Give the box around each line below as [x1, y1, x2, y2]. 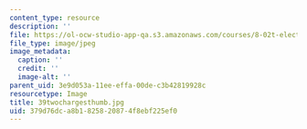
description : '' [9, 22, 71, 31]
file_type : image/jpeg [9, 38, 96, 48]
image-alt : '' [17, 73, 71, 82]
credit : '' [17, 64, 59, 74]
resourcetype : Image [9, 89, 89, 98]
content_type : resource [9, 13, 101, 23]
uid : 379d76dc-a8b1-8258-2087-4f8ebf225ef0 [9, 106, 178, 115]
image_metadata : [9, 47, 71, 56]
